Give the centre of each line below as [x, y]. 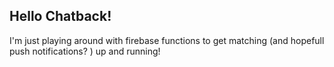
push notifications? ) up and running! [85, 51]
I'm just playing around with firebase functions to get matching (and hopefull [167, 40]
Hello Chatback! [60, 16]
